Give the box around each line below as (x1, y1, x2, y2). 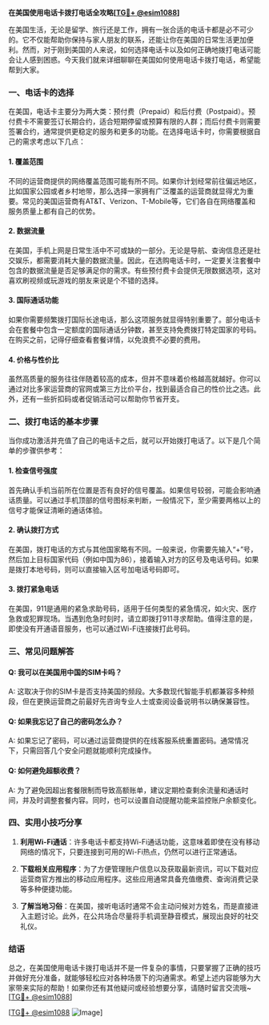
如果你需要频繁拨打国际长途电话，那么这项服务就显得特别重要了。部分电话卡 (8, 315, 261, 324)
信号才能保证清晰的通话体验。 (8, 505, 106, 515)
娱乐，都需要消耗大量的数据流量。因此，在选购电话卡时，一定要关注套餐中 (14, 255, 261, 265)
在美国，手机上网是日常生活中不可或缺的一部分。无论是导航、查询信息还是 (8, 245, 254, 255)
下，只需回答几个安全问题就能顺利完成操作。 (8, 746, 156, 755)
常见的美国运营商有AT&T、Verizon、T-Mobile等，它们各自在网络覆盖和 (22, 196, 256, 205)
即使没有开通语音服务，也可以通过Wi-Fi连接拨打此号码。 (8, 624, 195, 633)
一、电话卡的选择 (8, 87, 74, 98)
